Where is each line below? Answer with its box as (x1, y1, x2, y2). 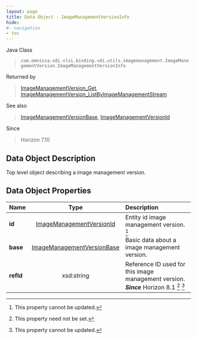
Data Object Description (6, 153, 96, 163)
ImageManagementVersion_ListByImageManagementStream (20, 91, 167, 98)
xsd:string (62, 272, 90, 280)
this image (125, 267, 154, 276)
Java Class (6, 46, 33, 53)
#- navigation (6, 25, 41, 31)
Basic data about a (125, 236, 177, 244)
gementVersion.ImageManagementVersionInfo (20, 63, 126, 69)
